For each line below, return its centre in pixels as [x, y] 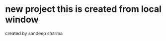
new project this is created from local [83, 9]
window [22, 20]
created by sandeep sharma [34, 33]
